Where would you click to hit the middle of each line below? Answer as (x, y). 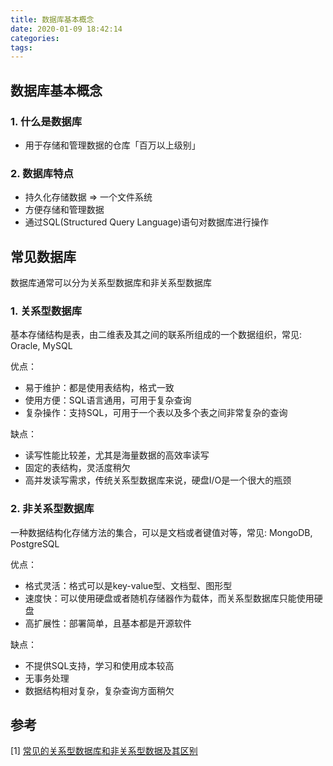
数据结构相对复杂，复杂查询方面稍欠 (99, 690)
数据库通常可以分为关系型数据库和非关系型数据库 (111, 283)
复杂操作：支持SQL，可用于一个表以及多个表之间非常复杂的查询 (156, 413)
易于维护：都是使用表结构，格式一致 (99, 388)
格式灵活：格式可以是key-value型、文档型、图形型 (128, 585)
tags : (21, 47)
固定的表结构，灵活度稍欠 (77, 468)
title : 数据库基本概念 (52, 19)
